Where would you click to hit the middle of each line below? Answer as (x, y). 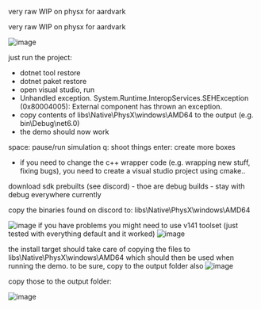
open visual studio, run (57, 90)
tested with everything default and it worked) (82, 234)
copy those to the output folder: (60, 281)
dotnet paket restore (53, 81)
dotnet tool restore (50, 73)
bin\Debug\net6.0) (50, 123)
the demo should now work (64, 132)
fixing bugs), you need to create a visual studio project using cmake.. (132, 171)
